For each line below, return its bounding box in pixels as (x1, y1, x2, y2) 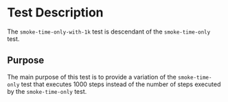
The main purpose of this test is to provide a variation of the (7, 73, 176, 81)
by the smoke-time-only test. (7, 87, 87, 95)
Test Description (7, 5, 104, 21)
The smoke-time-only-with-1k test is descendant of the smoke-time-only (7, 27, 211, 36)
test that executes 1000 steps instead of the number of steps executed (21, 80, 221, 88)
